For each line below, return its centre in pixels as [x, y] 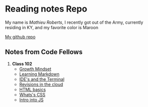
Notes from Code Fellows [44, 52]
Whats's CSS [32, 94]
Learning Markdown [39, 74]
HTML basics [32, 89]
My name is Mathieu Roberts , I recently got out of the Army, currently [74, 22]
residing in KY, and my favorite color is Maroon [52, 27]
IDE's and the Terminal [42, 79]
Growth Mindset [35, 69]
